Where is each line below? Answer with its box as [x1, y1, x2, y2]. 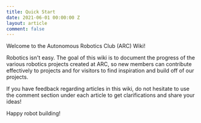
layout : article [6, 20, 47, 26]
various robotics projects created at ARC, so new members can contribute [6, 61, 192, 68]
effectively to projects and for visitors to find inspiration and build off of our [6, 67, 194, 75]
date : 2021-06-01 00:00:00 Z [6, 15, 80, 21]
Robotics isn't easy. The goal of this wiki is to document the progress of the [6, 54, 196, 61]
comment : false [6, 25, 45, 32]
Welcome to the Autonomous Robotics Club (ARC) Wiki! [6, 42, 146, 50]
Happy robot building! [6, 110, 61, 117]
